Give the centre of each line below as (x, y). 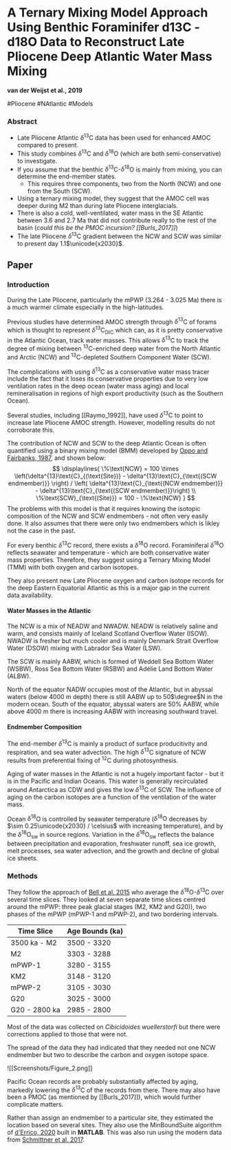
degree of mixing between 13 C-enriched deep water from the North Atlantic (114, 348)
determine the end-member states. (67, 176)
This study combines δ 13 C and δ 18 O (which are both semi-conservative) (119, 153)
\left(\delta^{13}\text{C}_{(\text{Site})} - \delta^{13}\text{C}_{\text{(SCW (115, 476)
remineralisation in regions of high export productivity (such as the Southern (115, 393)
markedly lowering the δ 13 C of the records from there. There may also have (114, 1089)
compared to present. (48, 145)
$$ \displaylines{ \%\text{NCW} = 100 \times (115, 468)
